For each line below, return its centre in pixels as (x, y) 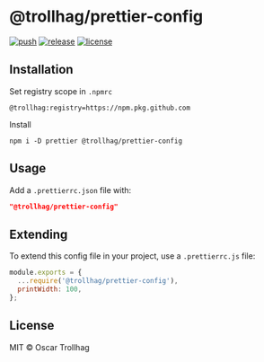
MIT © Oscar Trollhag (49, 347)
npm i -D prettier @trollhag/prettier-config (96, 141)
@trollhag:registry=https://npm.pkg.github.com (100, 108)
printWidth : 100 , (50, 289)
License (32, 326)
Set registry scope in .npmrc (61, 91)
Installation (41, 70)
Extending (39, 234)
